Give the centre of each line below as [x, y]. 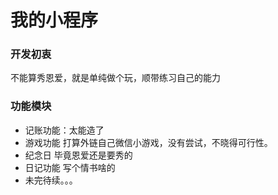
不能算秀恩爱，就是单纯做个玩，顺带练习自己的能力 [115, 78]
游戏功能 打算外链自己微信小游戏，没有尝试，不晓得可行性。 [148, 142]
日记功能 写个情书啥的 [70, 167]
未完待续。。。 [51, 180]
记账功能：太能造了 [64, 130]
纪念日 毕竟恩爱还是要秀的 [78, 155]
